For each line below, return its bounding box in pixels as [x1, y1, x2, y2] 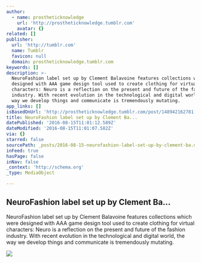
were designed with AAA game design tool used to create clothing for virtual [6, 219, 195, 227]
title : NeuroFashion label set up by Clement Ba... [6, 114, 138, 120]
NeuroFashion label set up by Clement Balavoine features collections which [6, 213, 192, 220]
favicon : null [11, 53, 47, 59]
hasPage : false [6, 153, 44, 159]
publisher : [6, 36, 33, 42]
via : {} [6, 131, 26, 137]
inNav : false [6, 159, 39, 165]
